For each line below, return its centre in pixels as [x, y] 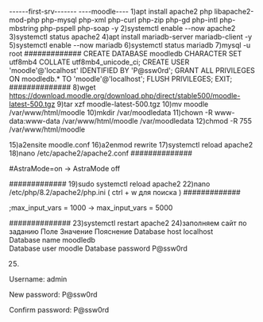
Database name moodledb [52, 240]
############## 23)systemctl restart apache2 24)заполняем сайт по [128, 223]
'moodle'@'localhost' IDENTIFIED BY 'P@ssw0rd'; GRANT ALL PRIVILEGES [132, 70]
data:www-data [35, 121]
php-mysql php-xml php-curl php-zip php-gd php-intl [130, 20]
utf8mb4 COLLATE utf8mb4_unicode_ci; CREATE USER [99, 62]
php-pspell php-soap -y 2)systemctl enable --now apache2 [138, 28]
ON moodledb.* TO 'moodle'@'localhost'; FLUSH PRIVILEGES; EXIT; [121, 79]
